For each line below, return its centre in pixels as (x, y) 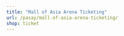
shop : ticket (23, 23)
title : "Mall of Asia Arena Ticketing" (57, 12)
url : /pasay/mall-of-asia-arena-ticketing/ (62, 18)
